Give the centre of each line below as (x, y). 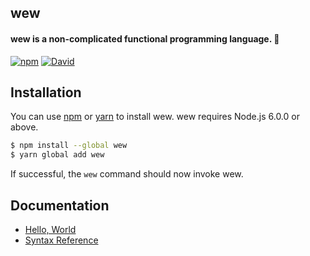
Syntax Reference (61, 240)
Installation (46, 92)
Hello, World (50, 229)
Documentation (60, 205)
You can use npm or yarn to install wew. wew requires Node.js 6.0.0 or (155, 117)
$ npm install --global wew (69, 146)
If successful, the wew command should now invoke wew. (127, 174)
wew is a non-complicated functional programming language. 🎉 (145, 38)
